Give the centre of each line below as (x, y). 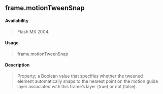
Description (17, 65)
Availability (17, 20)
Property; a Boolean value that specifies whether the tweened (80, 76)
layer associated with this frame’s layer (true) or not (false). (77, 86)
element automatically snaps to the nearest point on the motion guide (88, 81)
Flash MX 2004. (33, 31)
